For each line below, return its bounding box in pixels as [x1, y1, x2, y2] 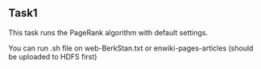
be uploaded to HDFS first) [8, 51, 97, 61]
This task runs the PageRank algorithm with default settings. [8, 27, 208, 37]
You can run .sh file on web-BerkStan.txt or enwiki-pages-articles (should [8, 43, 254, 53]
